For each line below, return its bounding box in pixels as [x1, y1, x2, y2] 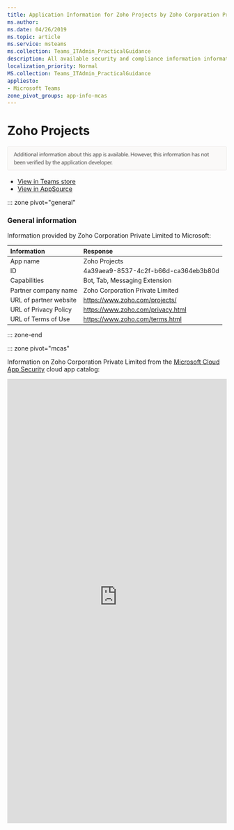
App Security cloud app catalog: [7, 364, 100, 373]
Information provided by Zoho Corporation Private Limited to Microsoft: [7, 231, 211, 240]
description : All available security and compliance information [7, 56, 201, 63]
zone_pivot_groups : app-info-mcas [7, 92, 108, 99]
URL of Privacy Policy [10, 305, 72, 314]
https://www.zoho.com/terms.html [83, 315, 182, 323]
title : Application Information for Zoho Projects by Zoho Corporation [7, 11, 219, 18]
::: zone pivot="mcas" [7, 344, 70, 352]
